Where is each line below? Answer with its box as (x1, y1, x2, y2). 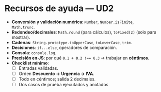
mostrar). (11, 34, 30, 40)
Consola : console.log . (11, 49, 57, 56)
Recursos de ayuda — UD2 (4, 3, 114, 14)
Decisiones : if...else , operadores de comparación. (11, 45, 117, 50)
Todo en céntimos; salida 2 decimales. (18, 76, 96, 82)
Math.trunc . (11, 24, 35, 30)
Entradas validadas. (18, 65, 59, 71)
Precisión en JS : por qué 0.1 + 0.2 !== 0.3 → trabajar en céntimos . (11, 55, 150, 61)
